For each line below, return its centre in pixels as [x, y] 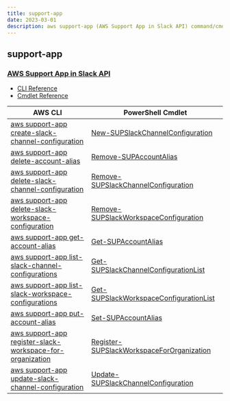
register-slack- [36, 342]
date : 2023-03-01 [32, 20]
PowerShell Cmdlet [155, 112]
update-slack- [35, 379]
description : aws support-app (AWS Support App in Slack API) [98, 26]
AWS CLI [48, 112]
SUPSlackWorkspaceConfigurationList [153, 298]
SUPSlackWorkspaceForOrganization [151, 350]
